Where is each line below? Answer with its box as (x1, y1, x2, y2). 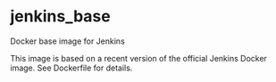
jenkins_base (10, 6, 111, 27)
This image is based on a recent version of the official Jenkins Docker (10, 53, 267, 63)
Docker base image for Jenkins (10, 36, 126, 46)
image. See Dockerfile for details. (10, 62, 133, 73)
